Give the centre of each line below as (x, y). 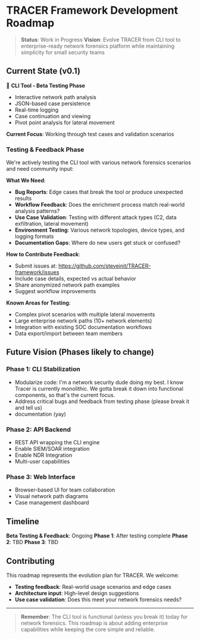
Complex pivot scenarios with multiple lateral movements (85, 315)
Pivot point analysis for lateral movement (65, 122)
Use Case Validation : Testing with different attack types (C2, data (96, 217)
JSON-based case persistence (52, 103)
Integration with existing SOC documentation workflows (83, 327)
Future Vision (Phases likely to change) (80, 352)
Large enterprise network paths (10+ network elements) (83, 321)
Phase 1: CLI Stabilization (43, 369)
